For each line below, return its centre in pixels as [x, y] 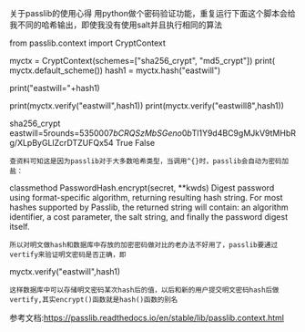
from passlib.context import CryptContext [87, 43]
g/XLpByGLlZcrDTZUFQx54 [61, 143]
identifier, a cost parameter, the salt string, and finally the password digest [149, 217]
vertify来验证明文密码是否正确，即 [68, 254]
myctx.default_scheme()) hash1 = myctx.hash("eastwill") [115, 70]
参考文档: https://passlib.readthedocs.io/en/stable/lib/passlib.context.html [147, 318]
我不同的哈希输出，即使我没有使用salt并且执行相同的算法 [116, 25]
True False [135, 143]
